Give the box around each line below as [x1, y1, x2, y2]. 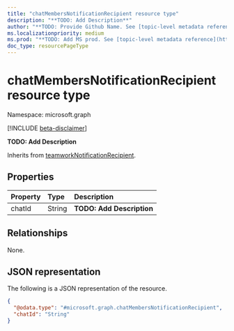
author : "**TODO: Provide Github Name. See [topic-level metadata [7, 23, 204, 30]
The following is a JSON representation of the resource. [7, 284, 167, 293]
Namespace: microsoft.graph [7, 110, 91, 118]
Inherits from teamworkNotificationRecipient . [7, 151, 136, 159]
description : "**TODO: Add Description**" [7, 17, 132, 24]
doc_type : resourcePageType [7, 43, 89, 49]
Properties [7, 171, 54, 183]
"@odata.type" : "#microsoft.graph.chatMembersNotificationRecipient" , [13, 305, 223, 311]
